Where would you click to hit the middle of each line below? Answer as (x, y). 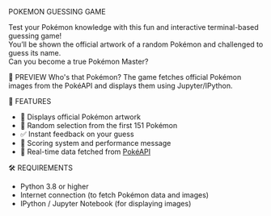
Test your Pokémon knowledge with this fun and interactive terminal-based (133, 27)
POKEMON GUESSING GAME (57, 12)
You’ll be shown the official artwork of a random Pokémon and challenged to (136, 44)
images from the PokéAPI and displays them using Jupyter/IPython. (121, 85)
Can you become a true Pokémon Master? (78, 61)
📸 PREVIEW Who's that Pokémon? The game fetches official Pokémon (125, 77)
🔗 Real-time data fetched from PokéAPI (85, 152)
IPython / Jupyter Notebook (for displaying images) (106, 204)
